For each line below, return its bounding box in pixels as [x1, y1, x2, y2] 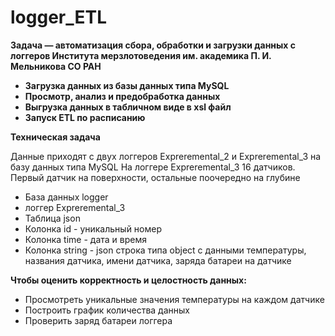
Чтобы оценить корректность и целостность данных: [10, 274, 247, 286]
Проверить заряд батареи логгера [24, 314, 173, 326]
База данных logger [24, 191, 109, 203]
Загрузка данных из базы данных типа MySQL [24, 79, 230, 91]
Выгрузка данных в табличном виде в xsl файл [24, 101, 232, 113]
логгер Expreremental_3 [24, 201, 126, 213]
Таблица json [24, 212, 81, 224]
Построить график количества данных [24, 304, 190, 316]
